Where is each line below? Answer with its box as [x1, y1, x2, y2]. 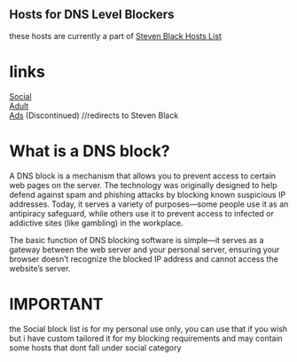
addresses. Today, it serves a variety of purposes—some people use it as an [9, 199, 289, 209]
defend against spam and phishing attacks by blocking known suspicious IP [9, 189, 286, 200]
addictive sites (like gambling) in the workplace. [9, 217, 184, 228]
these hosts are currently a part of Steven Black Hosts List [9, 30, 222, 41]
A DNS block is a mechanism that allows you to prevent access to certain [9, 170, 277, 181]
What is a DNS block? [9, 141, 170, 161]
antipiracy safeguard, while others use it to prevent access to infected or [9, 208, 275, 218]
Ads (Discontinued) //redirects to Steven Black [9, 110, 179, 121]
